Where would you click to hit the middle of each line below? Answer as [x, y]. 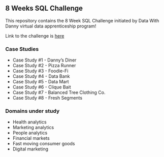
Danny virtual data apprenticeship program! [51, 26]
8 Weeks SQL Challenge [44, 8]
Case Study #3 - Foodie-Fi [40, 71]
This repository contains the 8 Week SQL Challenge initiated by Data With [82, 20]
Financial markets [31, 138]
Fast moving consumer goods [44, 144]
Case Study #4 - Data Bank [41, 76]
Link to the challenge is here [35, 36]
